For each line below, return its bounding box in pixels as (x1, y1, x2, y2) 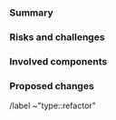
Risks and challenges (9, 30, 106, 43)
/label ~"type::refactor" (9, 100, 97, 111)
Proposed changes (9, 79, 95, 92)
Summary (9, 6, 54, 19)
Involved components (9, 55, 108, 67)
